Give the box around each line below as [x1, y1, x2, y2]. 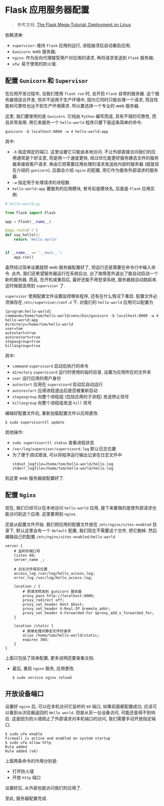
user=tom [5, 326, 23, 331]
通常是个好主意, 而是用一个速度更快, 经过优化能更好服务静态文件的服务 [16, 155, 159, 161]
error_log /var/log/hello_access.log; [14, 575, 93, 580]
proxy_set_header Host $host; [23, 602, 84, 607]
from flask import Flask [5, 210, 56, 215]
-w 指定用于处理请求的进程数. [12, 179, 71, 185]
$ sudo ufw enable [5, 731, 43, 737]
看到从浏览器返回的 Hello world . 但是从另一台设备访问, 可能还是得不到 [9, 709, 151, 716]
